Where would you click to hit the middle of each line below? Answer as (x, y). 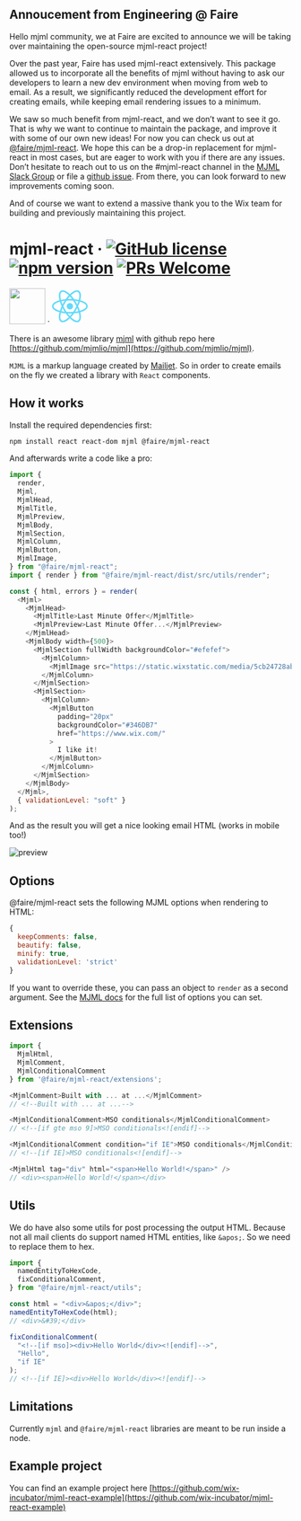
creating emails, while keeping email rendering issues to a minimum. (135, 102)
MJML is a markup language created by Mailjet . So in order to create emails (146, 365)
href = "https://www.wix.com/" (112, 733)
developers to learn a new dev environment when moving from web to (139, 82)
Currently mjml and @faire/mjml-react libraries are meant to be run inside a (148, 1428)
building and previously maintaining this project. (98, 212)
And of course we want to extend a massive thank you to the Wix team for (146, 203)
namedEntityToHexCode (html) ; (64, 1312)
